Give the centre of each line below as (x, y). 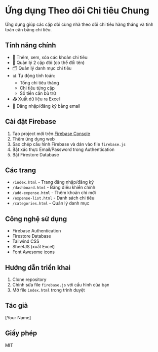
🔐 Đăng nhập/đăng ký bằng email (46, 106)
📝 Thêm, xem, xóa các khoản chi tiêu (50, 57)
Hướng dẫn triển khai (38, 267)
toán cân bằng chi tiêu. (28, 29)
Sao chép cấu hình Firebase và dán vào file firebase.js (69, 144)
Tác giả (17, 306)
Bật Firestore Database (36, 154)
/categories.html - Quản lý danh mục (51, 203)
